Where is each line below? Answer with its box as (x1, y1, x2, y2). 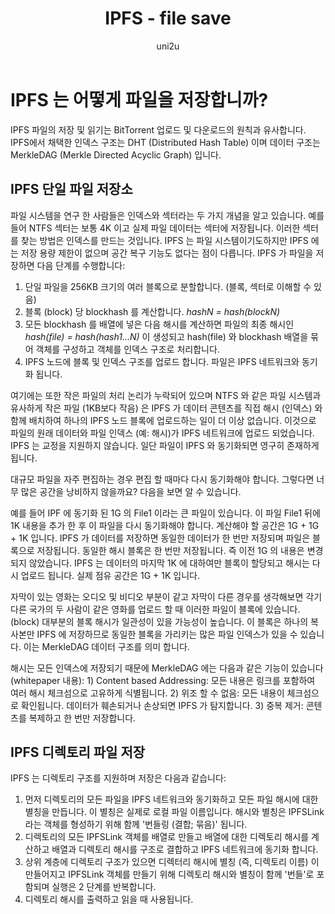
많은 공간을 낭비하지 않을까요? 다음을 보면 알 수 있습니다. (20, 485, 242, 497)
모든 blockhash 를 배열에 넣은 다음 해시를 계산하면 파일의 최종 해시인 (24, 318, 295, 330)
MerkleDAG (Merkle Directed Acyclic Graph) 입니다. (10, 148, 222, 161)
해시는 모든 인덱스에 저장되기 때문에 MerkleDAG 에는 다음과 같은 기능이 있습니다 (10, 662, 324, 674)
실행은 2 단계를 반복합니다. (51, 881, 157, 893)
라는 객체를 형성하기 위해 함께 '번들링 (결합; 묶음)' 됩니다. (24, 818, 248, 831)
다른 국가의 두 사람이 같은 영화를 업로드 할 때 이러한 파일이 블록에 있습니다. (10, 603, 301, 615)
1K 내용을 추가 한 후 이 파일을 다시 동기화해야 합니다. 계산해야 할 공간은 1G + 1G (10, 519, 320, 531)
